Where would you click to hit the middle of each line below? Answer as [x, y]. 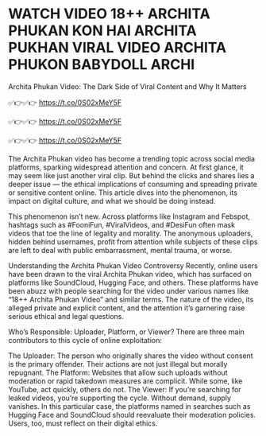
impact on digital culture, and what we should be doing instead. [112, 200]
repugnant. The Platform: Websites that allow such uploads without [118, 372]
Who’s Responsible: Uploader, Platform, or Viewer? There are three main [126, 332]
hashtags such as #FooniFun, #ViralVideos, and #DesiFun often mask [122, 224]
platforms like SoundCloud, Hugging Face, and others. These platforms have [133, 282]
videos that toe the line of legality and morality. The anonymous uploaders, [131, 233]
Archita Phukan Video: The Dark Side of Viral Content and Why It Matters [128, 86]
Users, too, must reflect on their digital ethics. [83, 423]
